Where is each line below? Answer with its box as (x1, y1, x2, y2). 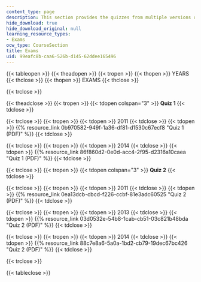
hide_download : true (6, 20, 58, 26)
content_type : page (6, 8, 55, 15)
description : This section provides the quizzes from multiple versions (6, 14, 191, 20)
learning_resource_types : (6, 31, 71, 37)
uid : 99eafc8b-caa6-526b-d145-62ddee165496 (6, 53, 117, 59)
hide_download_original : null (6, 25, 82, 32)
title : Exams (6, 48, 39, 54)
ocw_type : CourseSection (6, 43, 68, 49)
